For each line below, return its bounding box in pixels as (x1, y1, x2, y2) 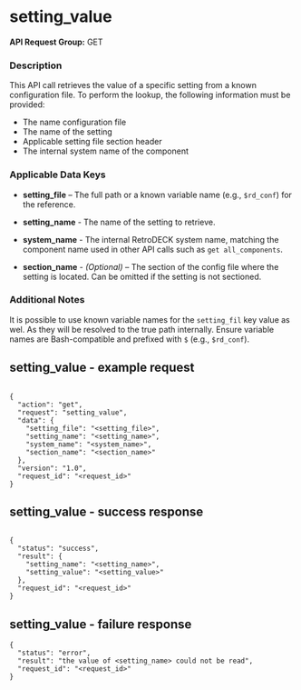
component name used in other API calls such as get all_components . (22, 244, 284, 255)
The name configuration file (22, 116, 127, 128)
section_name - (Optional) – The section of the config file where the (22, 261, 279, 272)
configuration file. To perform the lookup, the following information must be (9, 89, 291, 101)
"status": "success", (17, 544, 100, 554)
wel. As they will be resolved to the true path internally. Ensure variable (9, 324, 275, 335)
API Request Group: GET (9, 36, 103, 47)
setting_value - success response (9, 505, 204, 520)
